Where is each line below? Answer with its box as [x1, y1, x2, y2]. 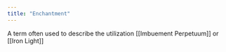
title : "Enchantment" [7, 10, 71, 17]
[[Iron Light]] [7, 36, 44, 45]
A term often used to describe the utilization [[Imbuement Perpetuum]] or [7, 29, 219, 37]
